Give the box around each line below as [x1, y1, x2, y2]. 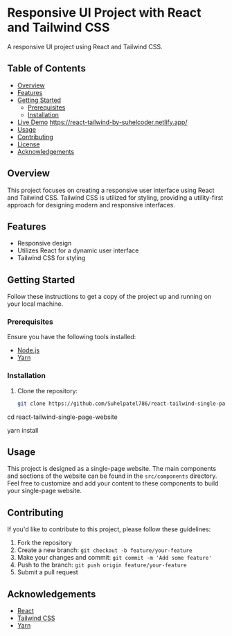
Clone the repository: [17, 386, 78, 395]
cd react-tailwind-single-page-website [7, 413, 118, 421]
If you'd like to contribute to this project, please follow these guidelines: [7, 525, 211, 533]
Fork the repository [17, 539, 73, 547]
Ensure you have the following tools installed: [7, 333, 136, 341]
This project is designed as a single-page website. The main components [7, 465, 217, 473]
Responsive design [17, 239, 72, 248]
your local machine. [7, 300, 64, 308]
